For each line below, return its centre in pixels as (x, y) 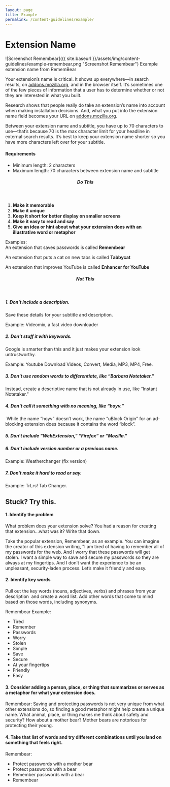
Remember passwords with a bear (48, 774)
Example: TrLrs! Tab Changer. (36, 486)
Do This (85, 182)
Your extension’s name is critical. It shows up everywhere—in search (77, 79)
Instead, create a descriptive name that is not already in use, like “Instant (81, 389)
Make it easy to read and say (43, 222)
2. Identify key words (28, 580)
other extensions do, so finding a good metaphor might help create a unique (85, 709)
